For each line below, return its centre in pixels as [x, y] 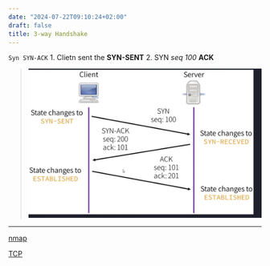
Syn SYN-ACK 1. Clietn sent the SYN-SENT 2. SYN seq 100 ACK [111, 58]
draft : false [30, 25]
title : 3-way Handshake [48, 34]
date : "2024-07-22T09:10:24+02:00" [68, 17]
